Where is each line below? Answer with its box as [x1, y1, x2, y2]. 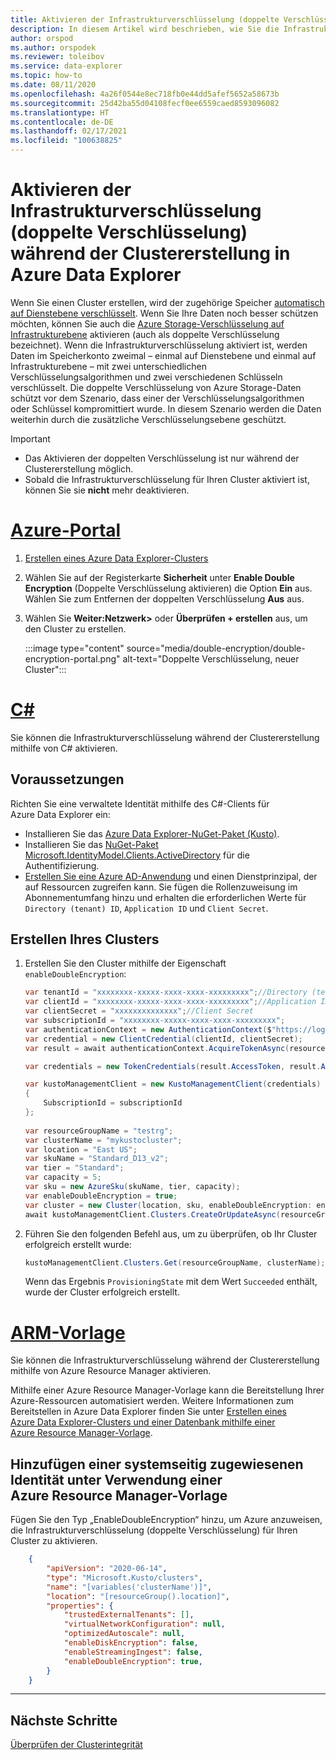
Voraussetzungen [10, 771, 125, 788]
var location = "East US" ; [24, 1144, 138, 1155]
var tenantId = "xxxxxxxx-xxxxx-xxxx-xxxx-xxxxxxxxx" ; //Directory [24, 987, 308, 998]
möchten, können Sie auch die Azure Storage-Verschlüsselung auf [10, 317, 285, 330]
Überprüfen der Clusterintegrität [10, 1739, 143, 1751]
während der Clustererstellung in [10, 242, 291, 265]
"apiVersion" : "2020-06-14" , [46, 1564, 168, 1574]
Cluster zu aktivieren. [10, 1535, 98, 1547]
